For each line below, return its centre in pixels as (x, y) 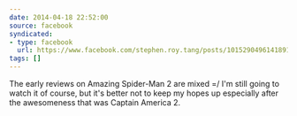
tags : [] (25, 58)
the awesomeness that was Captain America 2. (95, 102)
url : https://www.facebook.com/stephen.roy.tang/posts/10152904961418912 (156, 50)
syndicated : (31, 34)
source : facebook (41, 26)
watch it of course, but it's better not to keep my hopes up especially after (144, 93)
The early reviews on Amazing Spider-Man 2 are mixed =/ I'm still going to (145, 84)
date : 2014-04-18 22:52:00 (59, 17)
